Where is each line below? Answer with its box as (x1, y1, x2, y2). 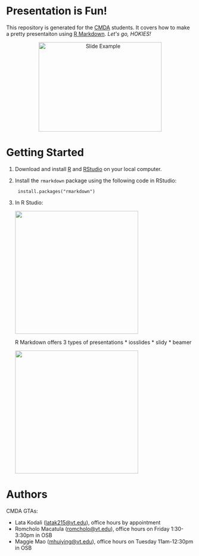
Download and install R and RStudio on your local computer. (14, 165, 162, 172)
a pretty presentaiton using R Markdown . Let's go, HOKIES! (6, 30, 151, 37)
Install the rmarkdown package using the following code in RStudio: (14, 177, 177, 184)
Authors (6, 487, 48, 501)
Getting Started (6, 146, 85, 159)
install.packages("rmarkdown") (17, 188, 95, 194)
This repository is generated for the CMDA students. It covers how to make (6, 24, 190, 31)
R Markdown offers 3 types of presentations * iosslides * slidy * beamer (14, 338, 192, 346)
